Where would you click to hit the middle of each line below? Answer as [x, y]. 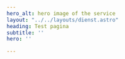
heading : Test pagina [38, 26]
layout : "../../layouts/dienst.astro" [62, 20]
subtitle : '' [25, 33]
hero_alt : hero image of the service [61, 13]
